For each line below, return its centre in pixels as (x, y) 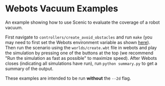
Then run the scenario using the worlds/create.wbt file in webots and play (81, 47)
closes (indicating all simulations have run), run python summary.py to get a (81, 63)
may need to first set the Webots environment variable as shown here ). (78, 42)
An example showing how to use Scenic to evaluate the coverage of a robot (82, 22)
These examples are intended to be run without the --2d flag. (68, 78)
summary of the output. (29, 68)
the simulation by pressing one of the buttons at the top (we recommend (79, 53)
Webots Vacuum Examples (62, 9)
